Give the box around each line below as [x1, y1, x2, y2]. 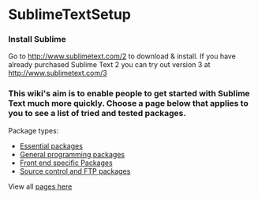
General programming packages [19, 149, 125, 159]
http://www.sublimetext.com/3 [8, 69, 108, 78]
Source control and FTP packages [19, 166, 131, 175]
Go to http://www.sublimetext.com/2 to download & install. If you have [8, 51, 237, 61]
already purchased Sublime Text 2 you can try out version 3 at [8, 60, 211, 69]
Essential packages [19, 141, 83, 151]
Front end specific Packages [19, 158, 113, 167]
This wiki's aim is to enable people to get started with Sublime [8, 88, 250, 99]
